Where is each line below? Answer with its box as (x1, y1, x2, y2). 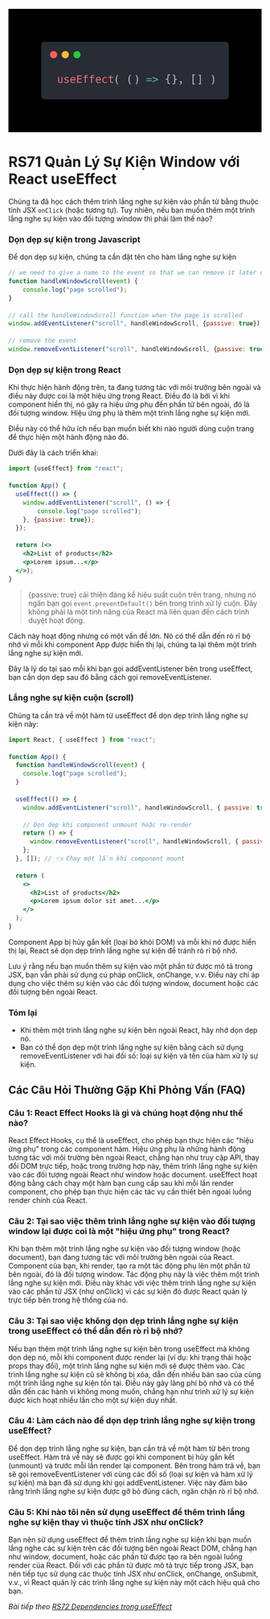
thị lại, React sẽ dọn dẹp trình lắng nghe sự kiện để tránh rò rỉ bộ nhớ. (8, 946, 238, 955)
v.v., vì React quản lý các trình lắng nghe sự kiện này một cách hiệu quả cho (8, 1578, 260, 1588)
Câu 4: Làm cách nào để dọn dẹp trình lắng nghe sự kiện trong (8, 1415, 256, 1426)
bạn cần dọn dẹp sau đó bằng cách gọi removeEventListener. (8, 672, 212, 681)
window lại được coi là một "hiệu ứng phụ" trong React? (8, 1225, 231, 1236)
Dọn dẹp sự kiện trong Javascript (8, 234, 141, 245)
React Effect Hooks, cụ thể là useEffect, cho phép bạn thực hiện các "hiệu (8, 1135, 254, 1145)
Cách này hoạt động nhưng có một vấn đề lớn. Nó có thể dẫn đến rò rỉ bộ (8, 631, 251, 640)
